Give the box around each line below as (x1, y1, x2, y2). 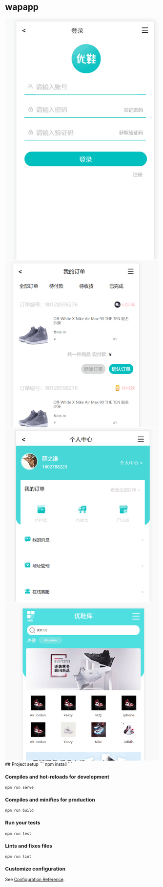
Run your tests (5, 820, 41, 826)
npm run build (5, 808, 34, 813)
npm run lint (5, 854, 32, 859)
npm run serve (5, 785, 34, 790)
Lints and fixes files (5, 843, 53, 849)
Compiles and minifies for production (5, 797, 95, 803)
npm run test (5, 831, 32, 836)
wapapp (5, 1, 39, 13)
